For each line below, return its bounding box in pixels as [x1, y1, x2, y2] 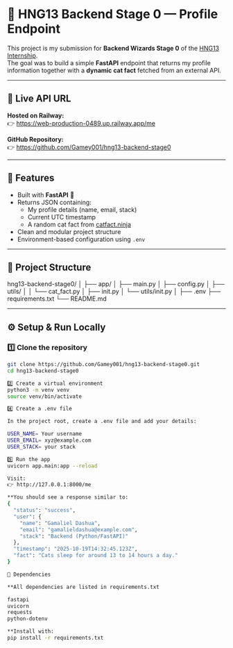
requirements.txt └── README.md [7, 294, 107, 303]
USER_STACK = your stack [7, 443, 76, 450]
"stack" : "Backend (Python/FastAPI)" [19, 533, 129, 540]
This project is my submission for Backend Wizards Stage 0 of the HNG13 [7, 44, 220, 52]
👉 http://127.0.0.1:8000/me [7, 481, 92, 488]
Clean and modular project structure [17, 227, 121, 235]
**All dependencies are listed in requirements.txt [7, 583, 159, 590]
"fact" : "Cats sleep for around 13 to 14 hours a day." [13, 552, 178, 559]
